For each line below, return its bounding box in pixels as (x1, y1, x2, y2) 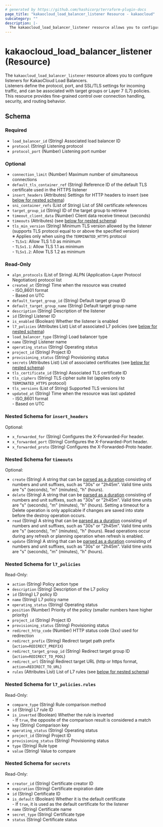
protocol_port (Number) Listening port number (12, 148, 107, 154)
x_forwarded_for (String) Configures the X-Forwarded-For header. (12, 433, 145, 439)
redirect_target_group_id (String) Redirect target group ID (12, 648, 130, 654)
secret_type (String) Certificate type (12, 811, 85, 817)
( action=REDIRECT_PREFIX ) (12, 643, 64, 649)
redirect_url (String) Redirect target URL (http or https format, (12, 658, 138, 664)
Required (5, 127, 27, 134)
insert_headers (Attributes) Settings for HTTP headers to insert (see (12, 192, 149, 198)
